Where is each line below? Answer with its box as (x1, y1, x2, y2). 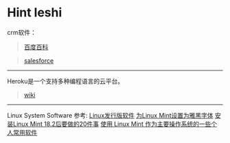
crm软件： (7, 28, 36, 36)
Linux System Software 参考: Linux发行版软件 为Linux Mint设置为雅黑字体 (7, 111, 214, 119)
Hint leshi (7, 5, 62, 21)
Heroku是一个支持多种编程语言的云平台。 (7, 77, 124, 85)
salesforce (23, 56, 54, 64)
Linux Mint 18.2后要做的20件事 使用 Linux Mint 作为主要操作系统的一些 (12, 120, 212, 128)
